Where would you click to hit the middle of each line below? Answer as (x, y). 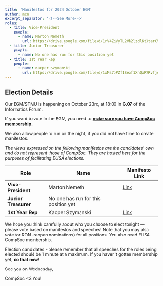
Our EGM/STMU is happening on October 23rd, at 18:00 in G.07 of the (75, 104)
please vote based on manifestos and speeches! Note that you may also (77, 229)
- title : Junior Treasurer (37, 46)
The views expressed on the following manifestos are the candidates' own (80, 148)
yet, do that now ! (22, 259)
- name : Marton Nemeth (41, 37)
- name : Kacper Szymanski (44, 68)
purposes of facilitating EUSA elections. (45, 158)
